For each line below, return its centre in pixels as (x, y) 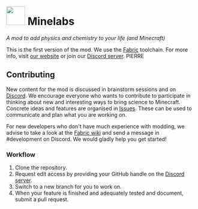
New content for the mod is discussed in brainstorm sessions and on (91, 89)
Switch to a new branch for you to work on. (68, 187)
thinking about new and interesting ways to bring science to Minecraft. (94, 102)
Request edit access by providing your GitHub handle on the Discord (100, 174)
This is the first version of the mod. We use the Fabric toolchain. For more (97, 49)
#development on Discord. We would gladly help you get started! (86, 139)
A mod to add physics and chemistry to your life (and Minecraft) (86, 38)
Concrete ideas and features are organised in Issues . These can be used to (99, 108)
